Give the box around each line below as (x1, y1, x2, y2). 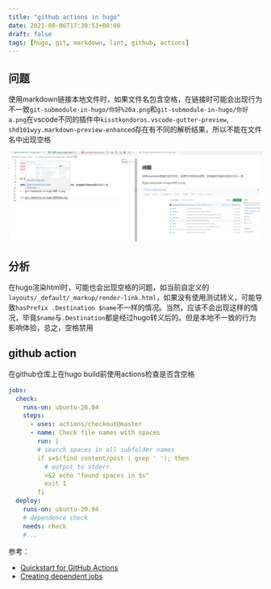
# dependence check (23, 513, 89, 522)
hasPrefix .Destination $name (15, 304, 117, 312)
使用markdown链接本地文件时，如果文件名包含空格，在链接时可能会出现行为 (8, 94, 263, 104)
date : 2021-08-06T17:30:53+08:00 (8, 21, 121, 30)
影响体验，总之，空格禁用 (8, 323, 94, 332)
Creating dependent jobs (19, 571, 103, 581)
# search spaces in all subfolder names (37, 445, 175, 453)
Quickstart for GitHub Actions (19, 562, 119, 572)
